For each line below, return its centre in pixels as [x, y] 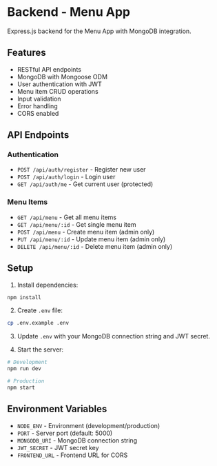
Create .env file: [40, 310]
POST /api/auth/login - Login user [66, 177]
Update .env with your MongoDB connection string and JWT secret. [113, 336]
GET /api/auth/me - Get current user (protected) [85, 184]
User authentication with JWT [59, 84]
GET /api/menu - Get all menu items [67, 217]
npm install [24, 297]
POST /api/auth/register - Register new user [81, 170]
